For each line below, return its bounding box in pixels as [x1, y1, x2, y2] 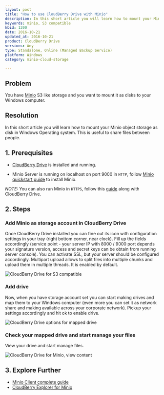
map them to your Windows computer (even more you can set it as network [5, 300, 157, 305]
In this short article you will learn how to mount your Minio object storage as [5, 124, 158, 130]
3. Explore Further [5, 366, 61, 375]
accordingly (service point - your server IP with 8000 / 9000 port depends [5, 241, 155, 247]
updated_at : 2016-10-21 [5, 35, 54, 39]
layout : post [5, 7, 32, 12]
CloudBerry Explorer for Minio [12, 384, 73, 390]
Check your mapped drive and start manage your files [5, 332, 136, 339]
